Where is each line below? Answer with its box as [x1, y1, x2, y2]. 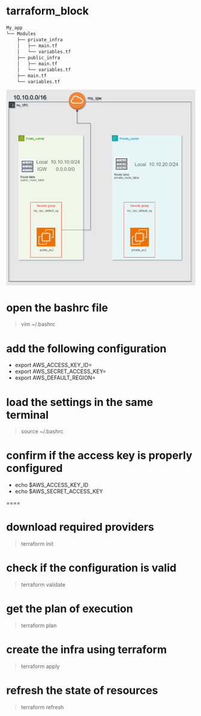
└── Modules [6, 31, 36, 37]
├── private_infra [17, 37, 63, 43]
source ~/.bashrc [20, 428, 64, 435]
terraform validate [20, 581, 66, 588]
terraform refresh [20, 703, 64, 711]
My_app [6, 25, 23, 31]
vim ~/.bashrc [20, 321, 56, 328]
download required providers [6, 521, 154, 534]
